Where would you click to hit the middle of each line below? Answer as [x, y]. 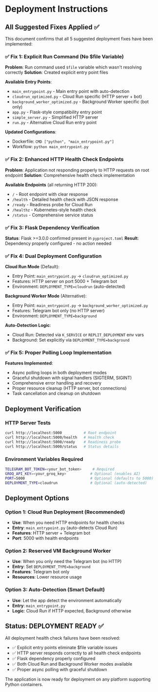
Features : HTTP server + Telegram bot [51, 533]
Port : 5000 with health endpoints [45, 538]
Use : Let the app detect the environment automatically [67, 600]
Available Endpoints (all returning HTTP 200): [51, 185]
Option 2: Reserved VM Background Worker [58, 551]
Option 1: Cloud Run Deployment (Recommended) [65, 512]
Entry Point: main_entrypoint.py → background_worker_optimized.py [80, 305]
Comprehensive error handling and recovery [57, 383]
